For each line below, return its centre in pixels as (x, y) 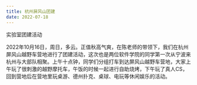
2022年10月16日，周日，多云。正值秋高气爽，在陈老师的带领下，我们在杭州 (97, 47)
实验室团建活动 (24, 34)
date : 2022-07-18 (27, 17)
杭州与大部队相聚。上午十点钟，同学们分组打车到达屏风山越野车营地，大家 (96, 62)
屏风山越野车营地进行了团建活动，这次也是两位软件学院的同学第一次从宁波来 (98, 54)
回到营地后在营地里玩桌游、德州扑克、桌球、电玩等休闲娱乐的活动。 (88, 76)
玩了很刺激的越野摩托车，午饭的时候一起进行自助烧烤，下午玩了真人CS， (99, 69)
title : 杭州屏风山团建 (31, 11)
